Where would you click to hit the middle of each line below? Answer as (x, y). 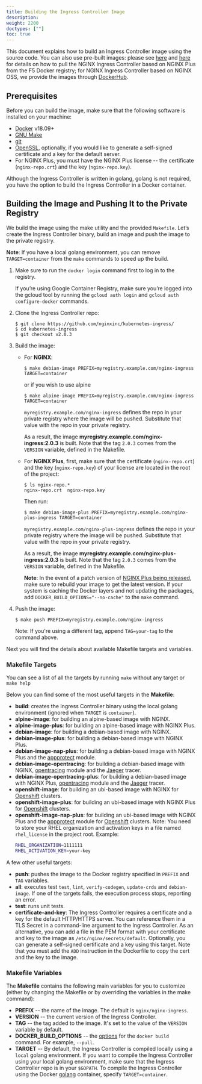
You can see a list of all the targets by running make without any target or (96, 677)
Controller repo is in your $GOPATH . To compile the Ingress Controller (98, 1068)
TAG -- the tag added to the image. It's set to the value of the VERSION (101, 1023)
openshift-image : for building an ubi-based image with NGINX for (97, 790)
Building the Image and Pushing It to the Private (97, 204)
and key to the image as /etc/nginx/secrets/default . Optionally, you (100, 938)
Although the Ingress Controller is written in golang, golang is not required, (99, 178)
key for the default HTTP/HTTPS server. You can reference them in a (100, 918)
